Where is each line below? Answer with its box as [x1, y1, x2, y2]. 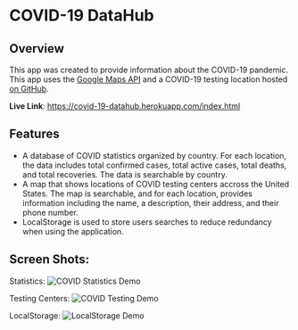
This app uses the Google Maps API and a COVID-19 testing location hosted [9, 74, 288, 85]
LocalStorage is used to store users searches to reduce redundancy [21, 216, 272, 227]
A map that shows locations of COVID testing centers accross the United [21, 178, 290, 189]
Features [9, 127, 60, 142]
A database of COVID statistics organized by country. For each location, [21, 150, 287, 161]
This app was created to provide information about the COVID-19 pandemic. [9, 64, 288, 75]
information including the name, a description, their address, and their [21, 197, 279, 208]
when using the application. [21, 226, 125, 236]
